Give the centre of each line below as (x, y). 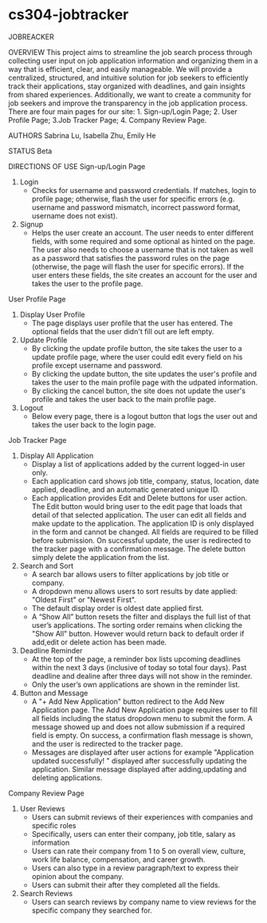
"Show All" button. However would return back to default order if (138, 633)
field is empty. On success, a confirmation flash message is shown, (142, 735)
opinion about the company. (78, 876)
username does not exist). (75, 215)
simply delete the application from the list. (100, 557)
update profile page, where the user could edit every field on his (137, 357)
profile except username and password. (97, 365)
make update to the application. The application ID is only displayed (143, 523)
